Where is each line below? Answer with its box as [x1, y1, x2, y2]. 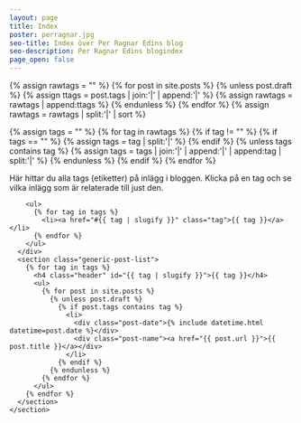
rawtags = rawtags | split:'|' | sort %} [9, 109, 147, 119]
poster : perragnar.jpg [9, 30, 95, 39]
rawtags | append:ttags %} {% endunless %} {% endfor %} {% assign [9, 99, 269, 109]
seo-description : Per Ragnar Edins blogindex [9, 47, 183, 56]
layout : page [9, 13, 59, 23]
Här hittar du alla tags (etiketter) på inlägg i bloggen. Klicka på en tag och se [9, 173, 292, 183]
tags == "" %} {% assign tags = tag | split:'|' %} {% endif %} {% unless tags [9, 136, 293, 146]
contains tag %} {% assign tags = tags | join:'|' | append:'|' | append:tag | [9, 146, 282, 156]
